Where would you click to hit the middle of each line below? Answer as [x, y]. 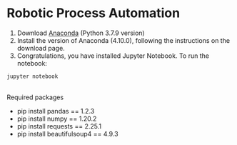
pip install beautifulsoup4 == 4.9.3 [67, 134]
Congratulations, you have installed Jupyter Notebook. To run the [113, 56]
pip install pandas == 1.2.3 [56, 111]
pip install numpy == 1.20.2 [57, 119]
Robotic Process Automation [93, 13]
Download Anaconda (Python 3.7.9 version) [81, 33]
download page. [41, 48]
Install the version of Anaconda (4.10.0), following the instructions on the [123, 40]
